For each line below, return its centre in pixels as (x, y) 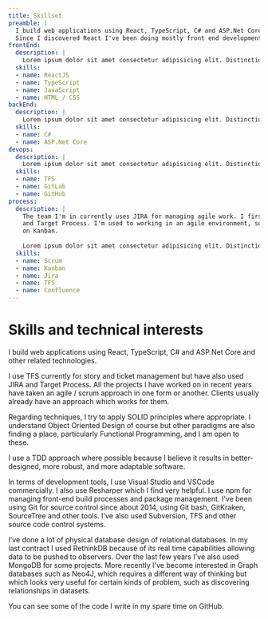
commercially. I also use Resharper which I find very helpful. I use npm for (130, 490)
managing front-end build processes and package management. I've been (130, 498)
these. (19, 442)
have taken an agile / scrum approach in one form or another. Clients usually (134, 393)
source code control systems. (57, 524)
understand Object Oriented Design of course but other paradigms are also (132, 425)
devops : (21, 149)
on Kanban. (41, 231)
